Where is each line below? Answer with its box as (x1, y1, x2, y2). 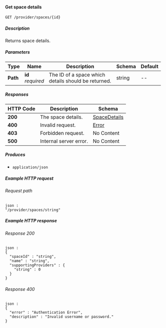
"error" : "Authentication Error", (9, 310, 83, 315)
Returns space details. (5, 38, 51, 44)
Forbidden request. (40, 130, 84, 137)
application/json (12, 165, 48, 170)
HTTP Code (7, 105, 36, 112)
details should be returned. (48, 78, 112, 84)
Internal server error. (40, 138, 88, 145)
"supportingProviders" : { (9, 263, 65, 268)
